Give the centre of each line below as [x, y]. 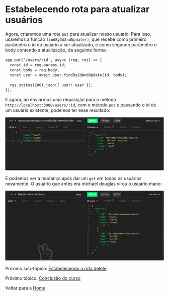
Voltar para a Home [25, 288]
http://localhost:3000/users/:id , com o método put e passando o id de [81, 105]
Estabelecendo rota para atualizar [77, 9]
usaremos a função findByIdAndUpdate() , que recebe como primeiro [76, 39]
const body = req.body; [34, 70]
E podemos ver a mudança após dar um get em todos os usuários [73, 179]
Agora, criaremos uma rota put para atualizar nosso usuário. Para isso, [78, 34]
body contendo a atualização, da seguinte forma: [56, 50]
